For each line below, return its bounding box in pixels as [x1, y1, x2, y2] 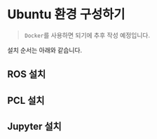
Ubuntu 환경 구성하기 [7, 6, 125, 22]
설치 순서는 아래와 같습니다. [7, 46, 83, 54]
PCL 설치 [7, 94, 45, 106]
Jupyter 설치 [7, 121, 62, 133]
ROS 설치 [7, 68, 46, 81]
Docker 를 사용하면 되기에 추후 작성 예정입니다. [24, 31, 151, 39]
